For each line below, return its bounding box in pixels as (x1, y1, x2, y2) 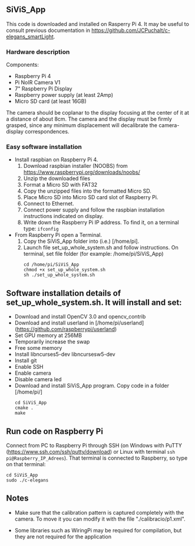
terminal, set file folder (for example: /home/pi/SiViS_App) (23, 251, 164, 258)
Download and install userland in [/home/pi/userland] (14, 319, 144, 327)
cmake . (14, 405, 34, 411)
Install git (14, 357, 37, 364)
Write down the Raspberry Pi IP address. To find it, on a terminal (23, 219, 179, 226)
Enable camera (14, 369, 51, 377)
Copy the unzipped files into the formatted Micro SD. (23, 187, 151, 194)
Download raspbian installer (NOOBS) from (23, 162, 128, 170)
